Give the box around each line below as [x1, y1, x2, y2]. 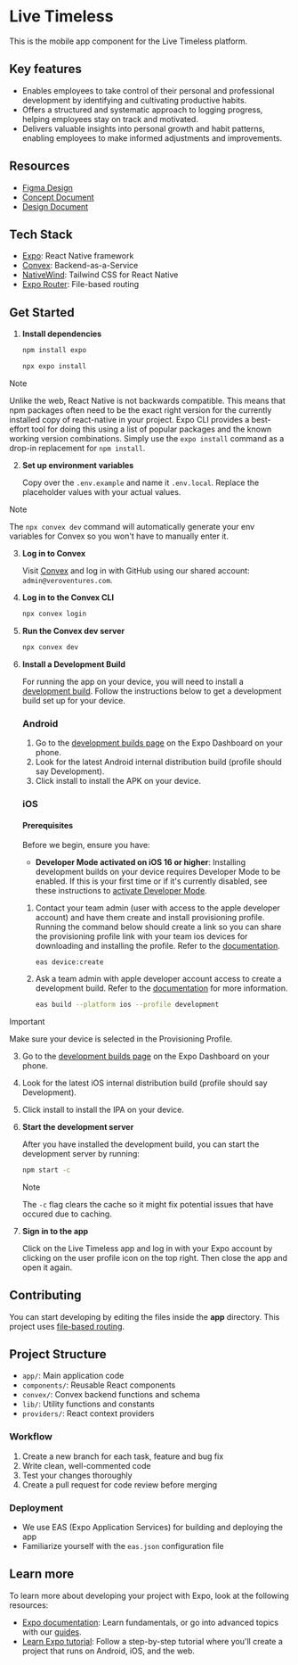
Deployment [9, 1501, 64, 1513]
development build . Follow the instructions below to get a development [21, 685, 282, 696]
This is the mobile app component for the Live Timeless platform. [9, 36, 248, 46]
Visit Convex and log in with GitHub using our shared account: [21, 565, 251, 576]
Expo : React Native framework [21, 251, 134, 261]
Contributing [9, 1288, 82, 1303]
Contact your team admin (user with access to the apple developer [35, 903, 280, 913]
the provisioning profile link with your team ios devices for [35, 931, 248, 942]
